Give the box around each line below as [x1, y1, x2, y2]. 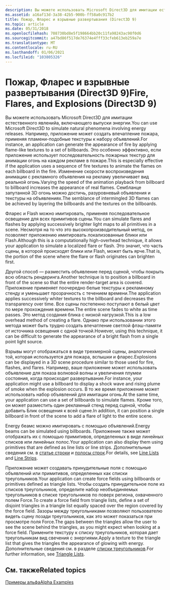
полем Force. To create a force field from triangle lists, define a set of [5, 497, 149, 503]
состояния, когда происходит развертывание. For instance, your [5, 375, 143, 381]
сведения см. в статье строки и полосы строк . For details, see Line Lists [5, 450, 159, 456]
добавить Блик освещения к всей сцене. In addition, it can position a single [5, 408, 164, 414]
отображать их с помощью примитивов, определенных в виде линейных [5, 434, 164, 440]
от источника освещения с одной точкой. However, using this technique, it [5, 328, 163, 334]
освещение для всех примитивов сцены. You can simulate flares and [5, 216, 151, 222]
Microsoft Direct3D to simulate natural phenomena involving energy [5, 125, 146, 132]
